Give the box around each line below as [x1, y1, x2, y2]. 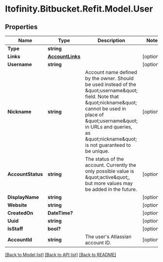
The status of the [85, 156, 124, 162]
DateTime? [48, 210, 73, 216]
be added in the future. [85, 186, 137, 193]
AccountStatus [7, 171, 43, 178]
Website [7, 202, 27, 208]
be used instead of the [85, 81, 137, 88]
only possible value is [85, 168, 134, 174]
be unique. [85, 148, 110, 154]
